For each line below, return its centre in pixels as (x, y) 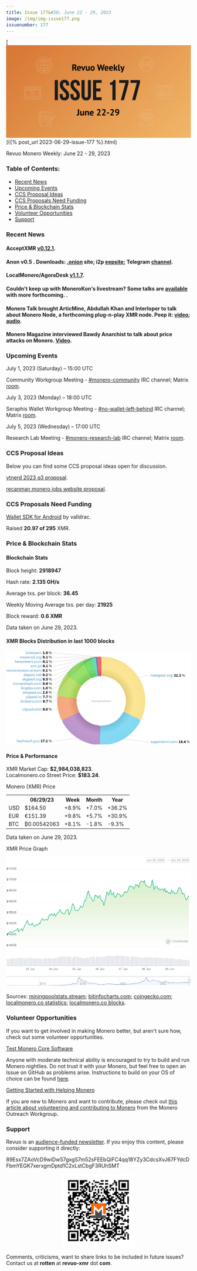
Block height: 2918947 (34, 571)
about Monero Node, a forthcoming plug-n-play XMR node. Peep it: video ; (98, 315)
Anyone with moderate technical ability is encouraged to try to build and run (98, 1060)
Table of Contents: (33, 169)
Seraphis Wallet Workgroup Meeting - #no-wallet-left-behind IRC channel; (96, 409)
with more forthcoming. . (37, 295)
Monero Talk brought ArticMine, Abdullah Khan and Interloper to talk (91, 308)
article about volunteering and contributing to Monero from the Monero (92, 1108)
